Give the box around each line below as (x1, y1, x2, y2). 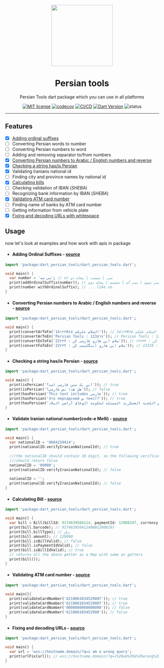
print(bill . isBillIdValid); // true (9, 548, 84, 553)
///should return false (9, 458, 58, 463)
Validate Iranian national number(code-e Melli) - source (12, 416, 128, 422)
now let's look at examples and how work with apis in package (5, 240, 131, 246)
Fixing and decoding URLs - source (12, 625, 85, 631)
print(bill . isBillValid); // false (9, 539, 82, 544)
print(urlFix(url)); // (9, 654, 58, 659)
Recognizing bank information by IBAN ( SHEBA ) (12, 191, 109, 196)
